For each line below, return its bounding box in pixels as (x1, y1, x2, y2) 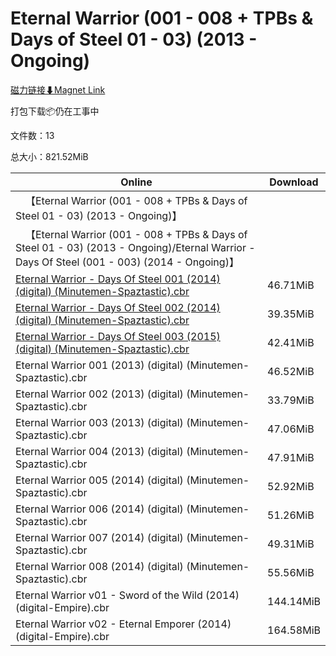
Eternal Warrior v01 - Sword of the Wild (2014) (15, 588, 240, 602)
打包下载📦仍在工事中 (10, 105, 100, 117)
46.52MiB (267, 364, 315, 378)
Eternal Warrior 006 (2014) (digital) (15, 502, 184, 516)
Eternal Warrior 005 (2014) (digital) (15, 473, 184, 487)
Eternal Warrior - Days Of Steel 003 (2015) (15, 329, 221, 343)
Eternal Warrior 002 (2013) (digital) (15, 387, 184, 401)
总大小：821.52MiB (10, 150, 89, 162)
